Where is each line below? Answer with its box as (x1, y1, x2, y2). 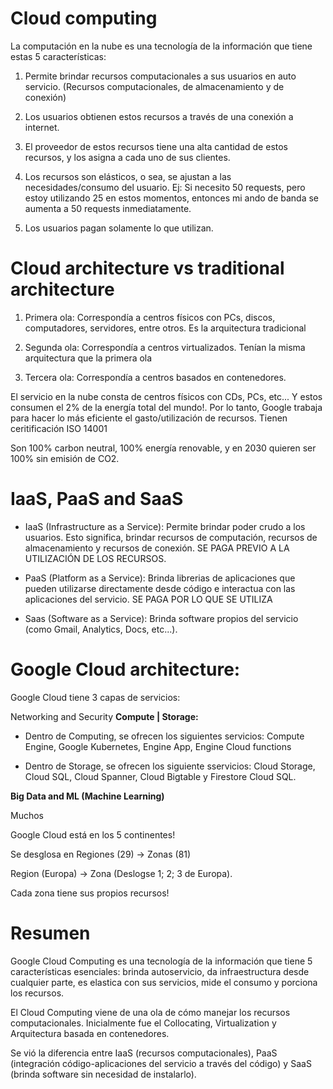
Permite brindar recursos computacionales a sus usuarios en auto (24, 70, 297, 82)
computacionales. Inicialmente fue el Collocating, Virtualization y (10, 1017, 277, 1029)
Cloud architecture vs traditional (10, 257, 285, 280)
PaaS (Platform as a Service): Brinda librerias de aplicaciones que (24, 572, 296, 584)
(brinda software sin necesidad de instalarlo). (10, 1068, 197, 1080)
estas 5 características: (10, 50, 107, 62)
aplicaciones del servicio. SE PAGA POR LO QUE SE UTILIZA (24, 593, 273, 605)
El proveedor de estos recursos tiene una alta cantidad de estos (24, 140, 289, 152)
